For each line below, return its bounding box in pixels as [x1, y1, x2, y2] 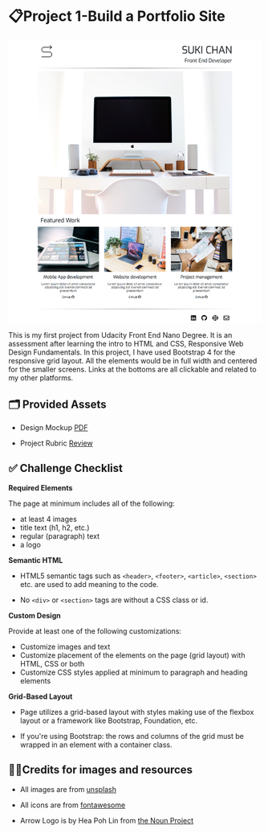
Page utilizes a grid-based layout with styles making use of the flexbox [19, 707, 254, 716]
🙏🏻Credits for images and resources [8, 763, 193, 777]
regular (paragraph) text [19, 531, 100, 540]
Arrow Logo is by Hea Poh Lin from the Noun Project [19, 815, 194, 825]
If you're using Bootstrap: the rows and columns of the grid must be [19, 731, 245, 741]
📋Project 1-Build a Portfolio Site [8, 7, 226, 26]
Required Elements [8, 482, 73, 492]
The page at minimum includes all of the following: [8, 499, 175, 508]
